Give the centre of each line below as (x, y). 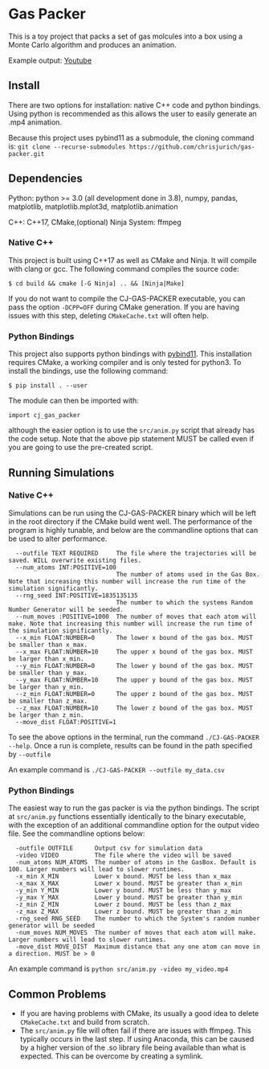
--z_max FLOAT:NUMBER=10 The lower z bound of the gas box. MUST (134, 708)
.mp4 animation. (35, 122)
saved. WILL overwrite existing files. (75, 560)
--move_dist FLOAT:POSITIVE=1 (66, 722)
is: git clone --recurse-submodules (67, 146)
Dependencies (45, 179)
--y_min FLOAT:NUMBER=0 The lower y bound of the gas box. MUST (134, 666)
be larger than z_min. (46, 715)
